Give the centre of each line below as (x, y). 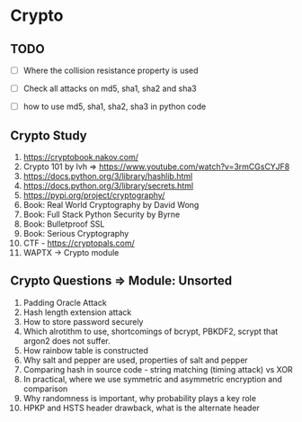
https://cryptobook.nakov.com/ (80, 157)
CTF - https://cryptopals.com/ (79, 243)
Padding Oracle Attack (65, 302)
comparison (45, 389)
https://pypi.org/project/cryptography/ (94, 195)
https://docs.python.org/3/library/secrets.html (108, 186)
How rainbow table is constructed (86, 350)
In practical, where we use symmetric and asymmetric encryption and (152, 379)
